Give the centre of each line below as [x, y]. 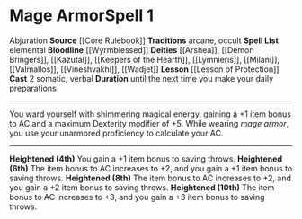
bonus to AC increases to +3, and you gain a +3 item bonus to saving [137, 197]
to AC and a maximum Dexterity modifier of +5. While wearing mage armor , [149, 123]
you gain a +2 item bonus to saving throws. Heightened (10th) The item [142, 187]
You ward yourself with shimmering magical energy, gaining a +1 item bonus [151, 114]
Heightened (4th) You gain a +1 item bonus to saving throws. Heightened [146, 159]
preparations [33, 88]
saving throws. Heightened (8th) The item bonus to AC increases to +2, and [151, 178]
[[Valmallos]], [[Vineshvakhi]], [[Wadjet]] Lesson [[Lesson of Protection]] [144, 69]
